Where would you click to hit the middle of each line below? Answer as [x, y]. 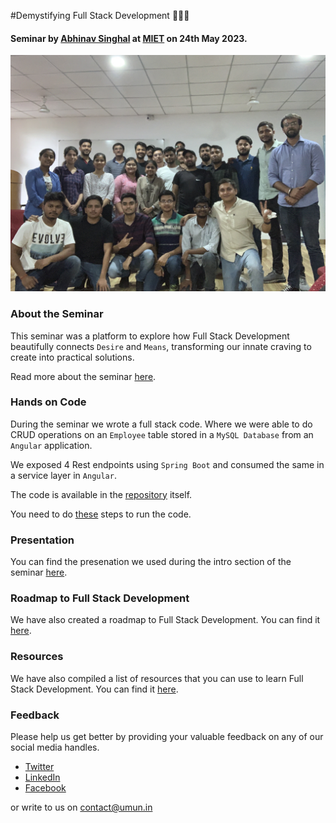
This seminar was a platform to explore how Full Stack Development [150, 336]
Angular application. [51, 445]
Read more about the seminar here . [83, 376]
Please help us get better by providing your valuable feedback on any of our [167, 736]
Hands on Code [48, 402]
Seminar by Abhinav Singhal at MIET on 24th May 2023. [129, 38]
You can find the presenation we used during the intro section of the [151, 562]
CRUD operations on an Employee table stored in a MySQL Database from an [162, 434]
